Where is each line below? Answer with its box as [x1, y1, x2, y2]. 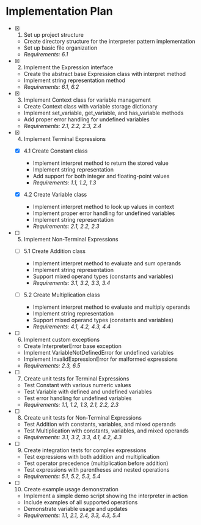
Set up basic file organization [23, 44, 98, 51]
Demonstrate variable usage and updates [23, 505, 128, 513]
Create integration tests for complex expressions [23, 447, 147, 454]
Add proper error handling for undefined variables [23, 115, 150, 123]
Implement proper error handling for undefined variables [32, 210, 175, 217]
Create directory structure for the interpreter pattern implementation [23, 37, 196, 45]
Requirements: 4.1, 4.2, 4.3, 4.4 [32, 323, 111, 330]
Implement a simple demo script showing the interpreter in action [23, 492, 188, 500]
